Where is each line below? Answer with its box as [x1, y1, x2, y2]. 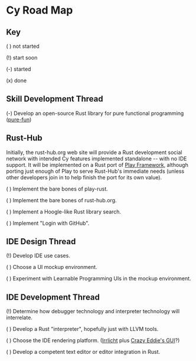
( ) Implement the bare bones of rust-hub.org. [6, 196, 117, 204]
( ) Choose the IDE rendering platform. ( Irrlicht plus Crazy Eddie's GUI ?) [6, 337, 180, 344]
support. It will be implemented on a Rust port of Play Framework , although [6, 161, 189, 168]
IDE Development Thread [6, 292, 100, 302]
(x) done [6, 77, 27, 84]
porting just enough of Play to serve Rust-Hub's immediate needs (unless [6, 168, 185, 175]
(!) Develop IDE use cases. [6, 252, 71, 260]
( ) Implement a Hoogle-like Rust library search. [6, 208, 122, 215]
